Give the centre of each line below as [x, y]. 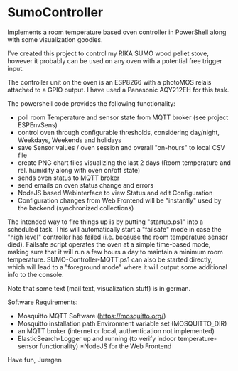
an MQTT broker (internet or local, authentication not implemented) [116, 330]
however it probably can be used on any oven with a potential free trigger [115, 60]
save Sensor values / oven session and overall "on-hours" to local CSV [121, 147]
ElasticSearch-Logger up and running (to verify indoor [97, 338]
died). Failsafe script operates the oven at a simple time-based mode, [109, 244]
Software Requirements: [43, 302]
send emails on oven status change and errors [86, 185]
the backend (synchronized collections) [76, 208]
